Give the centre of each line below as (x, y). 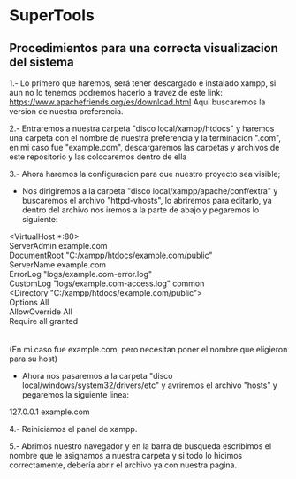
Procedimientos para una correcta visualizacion (144, 48)
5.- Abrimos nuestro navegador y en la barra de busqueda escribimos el (140, 446)
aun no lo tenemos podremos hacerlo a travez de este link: (116, 93)
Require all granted (44, 321)
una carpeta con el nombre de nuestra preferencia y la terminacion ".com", (145, 138)
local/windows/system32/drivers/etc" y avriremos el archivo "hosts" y (150, 385)
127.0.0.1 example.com (49, 412)
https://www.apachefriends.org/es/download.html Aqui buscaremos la (137, 102)
